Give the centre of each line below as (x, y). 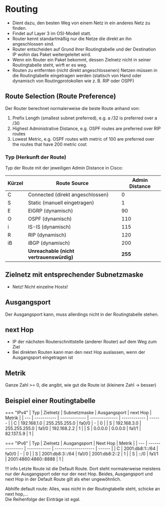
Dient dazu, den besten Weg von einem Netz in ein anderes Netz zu (81, 23)
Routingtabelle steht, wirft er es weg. (50, 65)
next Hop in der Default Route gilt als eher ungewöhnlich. (63, 479)
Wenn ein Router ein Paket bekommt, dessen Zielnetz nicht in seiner (82, 59)
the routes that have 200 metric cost (49, 144)
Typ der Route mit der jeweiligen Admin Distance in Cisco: (64, 168)
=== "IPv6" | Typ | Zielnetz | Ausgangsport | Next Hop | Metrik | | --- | (76, 443)
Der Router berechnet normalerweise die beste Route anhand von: (72, 108)
